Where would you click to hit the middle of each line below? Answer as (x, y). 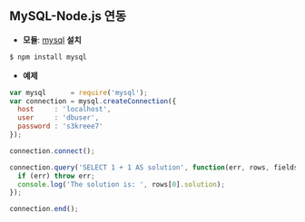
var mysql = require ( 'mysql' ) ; (79, 92)
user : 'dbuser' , (59, 118)
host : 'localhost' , (64, 110)
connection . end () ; (44, 209)
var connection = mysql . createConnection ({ (93, 101)
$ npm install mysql (49, 57)
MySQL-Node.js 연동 (68, 16)
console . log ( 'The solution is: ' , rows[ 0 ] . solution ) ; (121, 184)
